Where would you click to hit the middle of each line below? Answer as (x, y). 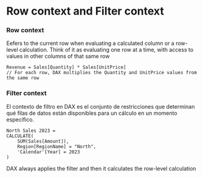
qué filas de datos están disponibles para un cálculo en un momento (92, 113)
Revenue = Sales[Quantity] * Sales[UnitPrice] (66, 67)
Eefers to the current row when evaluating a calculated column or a (90, 43)
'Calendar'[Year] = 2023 (49, 152)
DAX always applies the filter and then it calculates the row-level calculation (101, 168)
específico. (20, 119)
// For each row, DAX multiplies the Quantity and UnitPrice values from (102, 73)
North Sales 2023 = (31, 131)
